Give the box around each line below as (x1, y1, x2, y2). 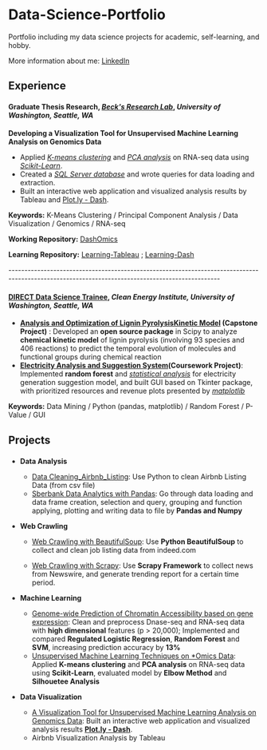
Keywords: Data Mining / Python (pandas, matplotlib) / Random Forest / (8, 402, 245, 411)
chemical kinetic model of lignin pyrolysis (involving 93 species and (19, 335, 245, 345)
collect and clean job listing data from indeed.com (31, 545, 197, 554)
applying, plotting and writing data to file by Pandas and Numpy (31, 506, 243, 515)
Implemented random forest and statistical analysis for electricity (19, 369, 237, 379)
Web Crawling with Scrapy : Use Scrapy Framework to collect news (31, 561, 253, 570)
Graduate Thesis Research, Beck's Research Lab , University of (8, 102, 221, 112)
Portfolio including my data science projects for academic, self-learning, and (8, 32, 260, 42)
